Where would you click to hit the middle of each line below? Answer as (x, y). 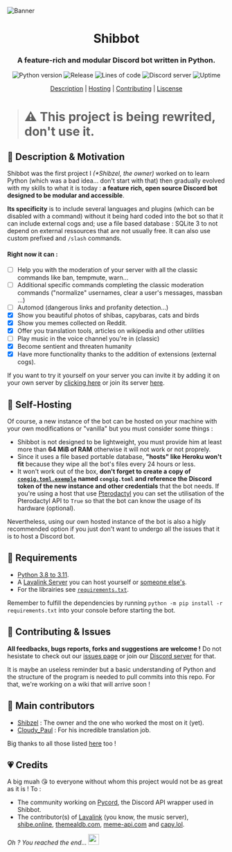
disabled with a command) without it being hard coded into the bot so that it (115, 216)
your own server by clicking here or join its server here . (86, 383)
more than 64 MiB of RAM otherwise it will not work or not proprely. (114, 449)
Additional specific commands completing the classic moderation (110, 284)
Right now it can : (33, 254)
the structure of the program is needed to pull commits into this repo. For (111, 677)
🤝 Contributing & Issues (59, 632)
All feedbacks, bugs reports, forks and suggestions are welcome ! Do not (114, 649)
